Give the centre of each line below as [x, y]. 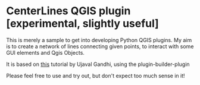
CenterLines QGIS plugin [68, 11]
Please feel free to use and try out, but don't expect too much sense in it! [96, 75]
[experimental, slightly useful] [82, 23]
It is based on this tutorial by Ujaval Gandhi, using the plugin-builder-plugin [98, 64]
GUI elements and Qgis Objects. [46, 52]
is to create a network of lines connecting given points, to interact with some [100, 46]
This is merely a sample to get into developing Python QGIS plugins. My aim [99, 40]
